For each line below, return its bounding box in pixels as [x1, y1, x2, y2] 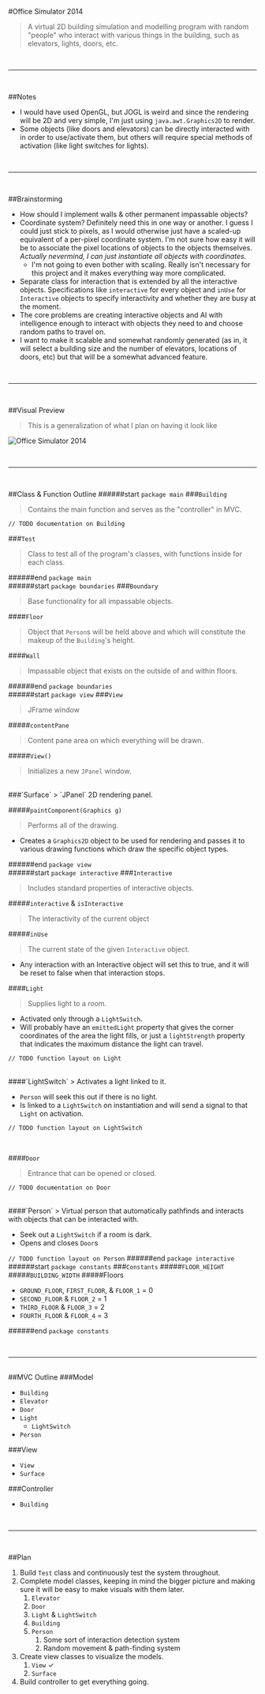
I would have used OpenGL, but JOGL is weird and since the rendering [19, 107, 249, 117]
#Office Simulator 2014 [8, 7, 84, 16]
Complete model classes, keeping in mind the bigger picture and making [19, 1576, 256, 1586]
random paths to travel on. [19, 327, 106, 336]
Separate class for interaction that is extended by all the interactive [19, 276, 238, 286]
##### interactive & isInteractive [8, 899, 124, 907]
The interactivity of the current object [27, 914, 150, 923]
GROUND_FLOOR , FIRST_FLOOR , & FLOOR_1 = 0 [19, 1286, 154, 1294]
